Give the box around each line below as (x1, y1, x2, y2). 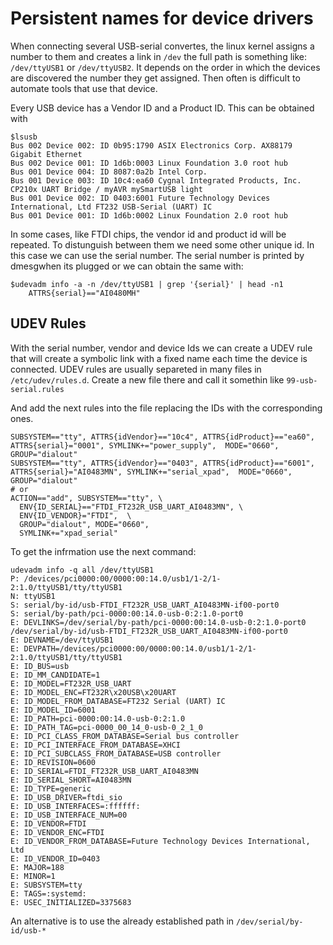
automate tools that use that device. (10, 82, 158, 94)
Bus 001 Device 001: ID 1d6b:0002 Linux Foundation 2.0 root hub (10, 210, 288, 221)
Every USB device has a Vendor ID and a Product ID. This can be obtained (10, 102, 315, 114)
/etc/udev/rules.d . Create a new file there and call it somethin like (10, 373, 285, 386)
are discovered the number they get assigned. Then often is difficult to (10, 72, 301, 84)
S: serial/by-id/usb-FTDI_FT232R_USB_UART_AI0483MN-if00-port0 (10, 600, 280, 610)
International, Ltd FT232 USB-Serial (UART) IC (10, 202, 213, 212)
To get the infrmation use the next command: (10, 545, 197, 557)
